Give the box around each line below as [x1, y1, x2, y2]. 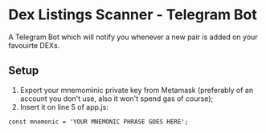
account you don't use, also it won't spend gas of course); [19, 94, 214, 103]
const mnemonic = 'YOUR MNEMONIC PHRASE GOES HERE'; [8, 118, 189, 126]
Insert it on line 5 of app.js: [19, 102, 108, 111]
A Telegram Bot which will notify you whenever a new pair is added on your [8, 32, 259, 42]
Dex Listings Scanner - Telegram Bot [8, 6, 257, 24]
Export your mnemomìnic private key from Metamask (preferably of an [19, 85, 254, 95]
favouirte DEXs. [8, 40, 60, 50]
